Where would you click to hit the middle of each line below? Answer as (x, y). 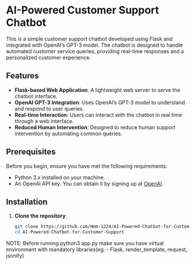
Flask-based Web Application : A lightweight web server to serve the (97, 90)
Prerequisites (31, 152)
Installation (27, 202)
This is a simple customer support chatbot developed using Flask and (89, 39)
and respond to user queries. (49, 108)
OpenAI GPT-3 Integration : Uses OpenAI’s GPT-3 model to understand (100, 102)
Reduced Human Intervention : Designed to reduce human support (95, 127)
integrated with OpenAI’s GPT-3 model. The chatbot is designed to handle (95, 45)
